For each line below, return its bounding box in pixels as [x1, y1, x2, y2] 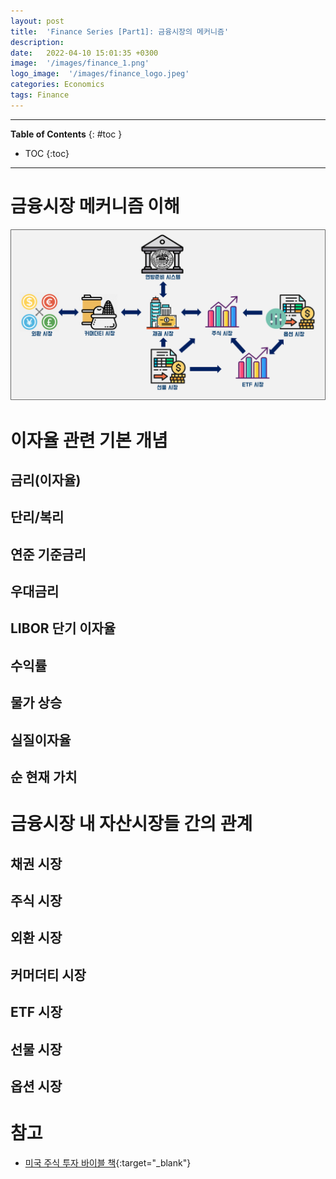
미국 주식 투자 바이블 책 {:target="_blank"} [24, 1156, 192, 1169]
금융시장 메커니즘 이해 [10, 195, 180, 217]
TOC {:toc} [24, 147, 70, 159]
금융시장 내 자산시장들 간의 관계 [10, 813, 253, 835]
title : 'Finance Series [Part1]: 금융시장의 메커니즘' [10, 26, 230, 37]
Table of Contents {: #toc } [10, 128, 123, 140]
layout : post [10, 16, 65, 26]
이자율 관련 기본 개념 [10, 429, 168, 452]
